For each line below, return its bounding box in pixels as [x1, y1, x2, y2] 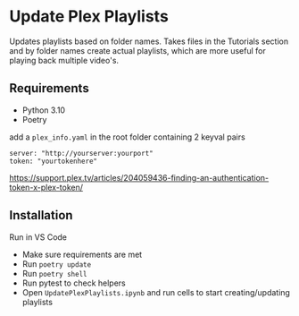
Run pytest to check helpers [21, 278, 127, 288]
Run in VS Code [9, 231, 68, 243]
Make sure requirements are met [21, 249, 143, 260]
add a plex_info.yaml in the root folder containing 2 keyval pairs [9, 132, 245, 142]
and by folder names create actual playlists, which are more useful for [9, 45, 266, 56]
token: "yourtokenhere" [9, 157, 98, 166]
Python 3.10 [21, 105, 65, 115]
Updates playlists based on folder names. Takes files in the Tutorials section [9, 36, 288, 47]
